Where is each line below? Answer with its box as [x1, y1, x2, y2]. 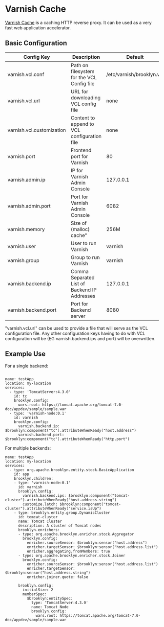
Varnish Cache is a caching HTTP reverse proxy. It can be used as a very [5, 20, 152, 25]
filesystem [70, 68, 95, 74]
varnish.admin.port [7, 202, 51, 209]
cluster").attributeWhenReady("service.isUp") [5, 506, 102, 511]
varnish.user [7, 243, 36, 250]
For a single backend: [5, 363, 49, 369]
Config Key [23, 53, 50, 60]
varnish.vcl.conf [7, 71, 44, 78]
